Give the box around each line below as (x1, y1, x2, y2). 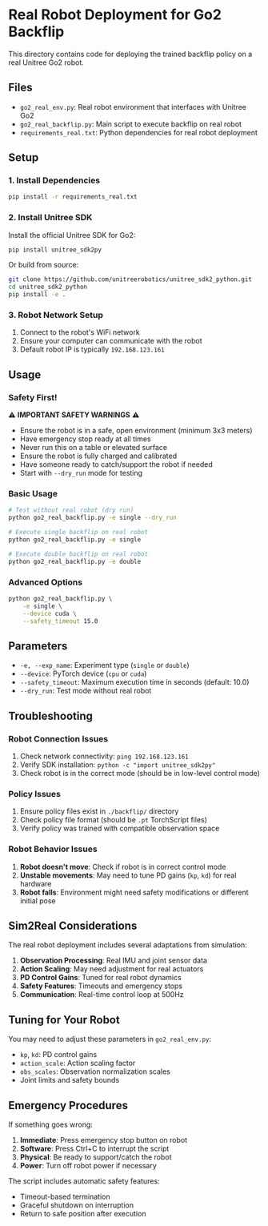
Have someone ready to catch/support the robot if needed (19, 460, 214, 469)
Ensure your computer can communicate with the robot (19, 336, 202, 346)
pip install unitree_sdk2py (8, 246, 102, 254)
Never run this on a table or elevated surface (19, 443, 168, 452)
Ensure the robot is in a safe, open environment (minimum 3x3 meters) (19, 426, 254, 436)
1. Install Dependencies (8, 175, 101, 186)
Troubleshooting (8, 709, 94, 722)
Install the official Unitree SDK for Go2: (8, 230, 136, 239)
